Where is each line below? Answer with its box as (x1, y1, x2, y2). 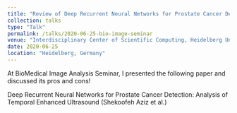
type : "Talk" (7, 23, 46, 30)
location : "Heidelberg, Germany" (7, 50, 106, 57)
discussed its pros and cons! (7, 76, 91, 85)
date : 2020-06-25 (7, 43, 59, 50)
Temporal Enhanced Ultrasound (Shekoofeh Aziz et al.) (7, 97, 167, 106)
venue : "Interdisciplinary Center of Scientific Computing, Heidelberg (7, 37, 222, 44)
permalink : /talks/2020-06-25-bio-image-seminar (7, 30, 153, 37)
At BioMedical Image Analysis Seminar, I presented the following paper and (7, 69, 226, 78)
